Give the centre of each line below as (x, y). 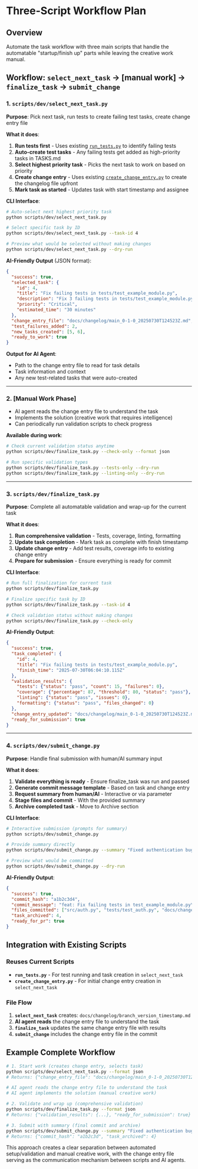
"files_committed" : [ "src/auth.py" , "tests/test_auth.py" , (85, 910)
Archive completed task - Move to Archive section (77, 806)
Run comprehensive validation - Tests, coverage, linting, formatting (98, 536)
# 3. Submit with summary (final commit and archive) (74, 1125)
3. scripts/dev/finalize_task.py (53, 494)
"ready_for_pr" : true (38, 921)
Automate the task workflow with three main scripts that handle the (88, 47)
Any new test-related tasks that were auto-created (76, 378)
